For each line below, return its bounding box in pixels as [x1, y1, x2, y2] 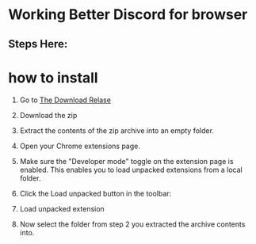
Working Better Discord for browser [8, 6, 248, 24]
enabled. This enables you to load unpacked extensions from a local [19, 165, 243, 174]
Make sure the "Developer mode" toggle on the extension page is [19, 156, 234, 166]
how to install [8, 69, 98, 86]
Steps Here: [8, 37, 68, 51]
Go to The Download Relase [19, 95, 111, 105]
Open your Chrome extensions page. [19, 141, 140, 151]
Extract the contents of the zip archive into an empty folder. [19, 125, 214, 135]
